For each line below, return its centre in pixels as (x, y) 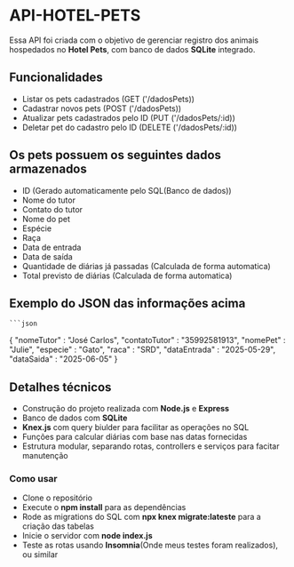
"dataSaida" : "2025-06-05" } (64, 359)
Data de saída (47, 256)
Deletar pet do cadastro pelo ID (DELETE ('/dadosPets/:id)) (130, 127)
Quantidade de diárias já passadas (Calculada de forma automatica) (146, 266)
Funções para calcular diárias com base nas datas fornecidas (135, 437)
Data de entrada (52, 247)
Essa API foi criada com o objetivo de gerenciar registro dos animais (134, 40)
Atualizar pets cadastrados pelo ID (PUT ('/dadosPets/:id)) (128, 117)
